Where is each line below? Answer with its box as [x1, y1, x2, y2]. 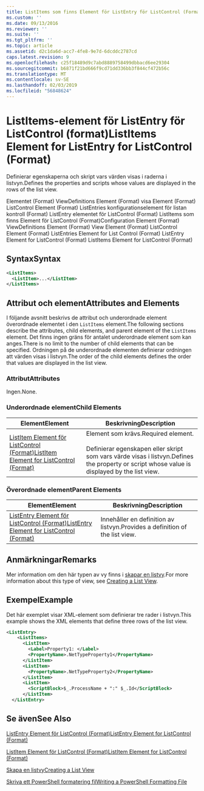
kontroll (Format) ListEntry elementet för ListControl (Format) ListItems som [6, 210, 194, 217]
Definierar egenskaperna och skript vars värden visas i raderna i [6, 172, 167, 180]
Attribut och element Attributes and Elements [6, 298, 180, 308]
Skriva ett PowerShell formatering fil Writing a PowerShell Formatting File [6, 778, 187, 785]
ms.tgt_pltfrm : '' [6, 37, 53, 43]
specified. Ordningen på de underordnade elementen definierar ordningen [6, 347, 192, 354]
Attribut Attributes [6, 374, 61, 382]
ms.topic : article [6, 43, 53, 49]
